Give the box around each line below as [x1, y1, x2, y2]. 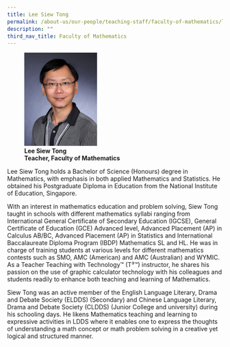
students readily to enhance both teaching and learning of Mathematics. [7, 275, 211, 283]
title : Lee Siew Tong [7, 11, 69, 18]
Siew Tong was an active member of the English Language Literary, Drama [7, 288, 218, 297]
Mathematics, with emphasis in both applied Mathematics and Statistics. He [7, 175, 221, 183]
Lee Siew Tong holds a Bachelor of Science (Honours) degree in [7, 168, 188, 176]
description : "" [7, 25, 53, 32]
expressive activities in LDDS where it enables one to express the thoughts [7, 318, 218, 326]
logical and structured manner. [7, 332, 94, 340]
